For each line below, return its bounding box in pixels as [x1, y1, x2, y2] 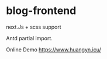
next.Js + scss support [6, 23, 61, 30]
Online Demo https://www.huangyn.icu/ [6, 46, 101, 53]
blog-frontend [6, 4, 77, 18]
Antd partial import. [6, 34, 53, 41]
